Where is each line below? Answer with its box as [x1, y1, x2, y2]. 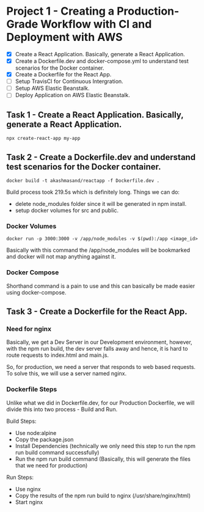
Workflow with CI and [40, 17, 152, 31]
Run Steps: [6, 474, 34, 481]
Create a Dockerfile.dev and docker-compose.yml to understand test [15, 57, 189, 65]
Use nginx [15, 485, 41, 492]
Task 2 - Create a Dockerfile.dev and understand [6, 152, 196, 163]
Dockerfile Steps [6, 385, 57, 393]
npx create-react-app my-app [6, 136, 81, 142]
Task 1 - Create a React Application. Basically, [6, 109, 184, 120]
